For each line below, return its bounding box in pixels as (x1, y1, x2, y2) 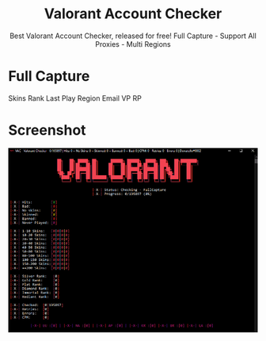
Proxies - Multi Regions (94, 39, 172, 48)
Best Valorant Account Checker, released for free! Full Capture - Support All (9, 31, 257, 40)
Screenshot (8, 121, 86, 140)
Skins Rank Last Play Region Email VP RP (8, 93, 142, 103)
